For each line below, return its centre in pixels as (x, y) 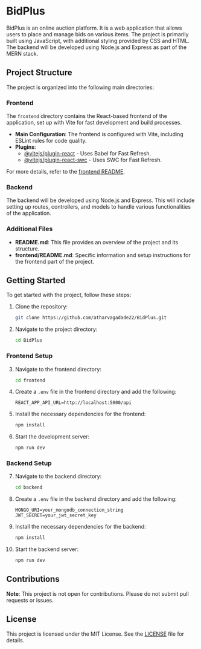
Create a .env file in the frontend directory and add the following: (96, 392)
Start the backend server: (47, 549)
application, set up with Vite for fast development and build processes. (94, 123)
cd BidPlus (29, 341)
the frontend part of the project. (55, 261)
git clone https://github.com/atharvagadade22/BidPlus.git (91, 318)
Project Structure (39, 73)
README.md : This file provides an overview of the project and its (97, 242)
